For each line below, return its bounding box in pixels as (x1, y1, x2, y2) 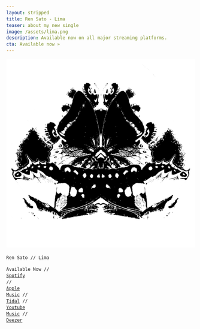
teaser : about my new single (6, 22, 79, 28)
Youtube (6, 304, 26, 310)
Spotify (6, 273, 26, 279)
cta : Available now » (6, 41, 60, 47)
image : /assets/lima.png (6, 29, 68, 35)
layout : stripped (6, 10, 50, 16)
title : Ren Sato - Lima (6, 16, 66, 22)
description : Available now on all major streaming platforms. (6, 35, 168, 41)
